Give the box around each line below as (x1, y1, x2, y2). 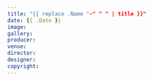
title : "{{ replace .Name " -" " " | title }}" (7, 10, 147, 18)
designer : (7, 56, 37, 63)
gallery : (7, 30, 33, 37)
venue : (7, 43, 27, 50)
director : (7, 50, 37, 57)
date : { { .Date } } (7, 17, 61, 24)
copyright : (7, 63, 39, 70)
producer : (7, 37, 37, 44)
